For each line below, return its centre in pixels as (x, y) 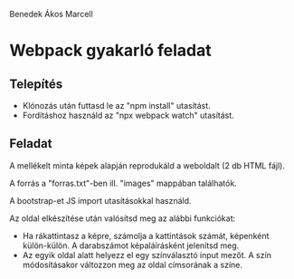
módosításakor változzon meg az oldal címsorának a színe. (132, 265)
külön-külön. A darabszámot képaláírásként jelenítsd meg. (131, 245)
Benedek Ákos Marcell (51, 14)
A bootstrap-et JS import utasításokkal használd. (100, 200)
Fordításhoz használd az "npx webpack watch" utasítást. (128, 115)
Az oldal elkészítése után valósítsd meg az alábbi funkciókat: (123, 218)
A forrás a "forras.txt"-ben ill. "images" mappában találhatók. (123, 183)
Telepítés (36, 84)
